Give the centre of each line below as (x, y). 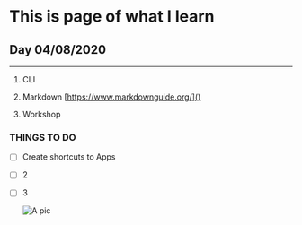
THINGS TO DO (43, 137)
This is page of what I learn (112, 17)
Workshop (41, 114)
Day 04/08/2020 (58, 50)
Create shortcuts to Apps (69, 157)
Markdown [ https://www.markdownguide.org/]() (111, 97)
